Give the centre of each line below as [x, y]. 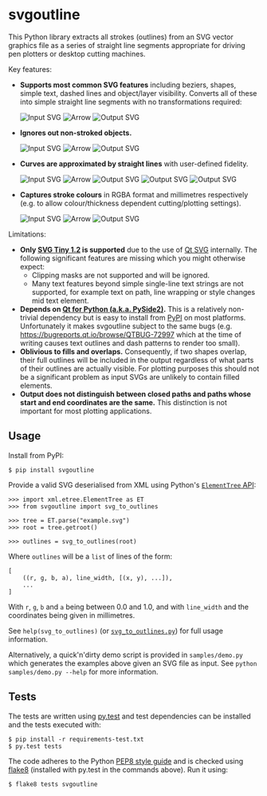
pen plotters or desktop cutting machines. [77, 54]
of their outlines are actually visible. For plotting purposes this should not [139, 368]
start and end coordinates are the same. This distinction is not [123, 402]
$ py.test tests [35, 746]
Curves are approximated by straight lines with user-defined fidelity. [134, 163]
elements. [36, 385]
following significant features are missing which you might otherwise [132, 258]
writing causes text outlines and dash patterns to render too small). [130, 343]
